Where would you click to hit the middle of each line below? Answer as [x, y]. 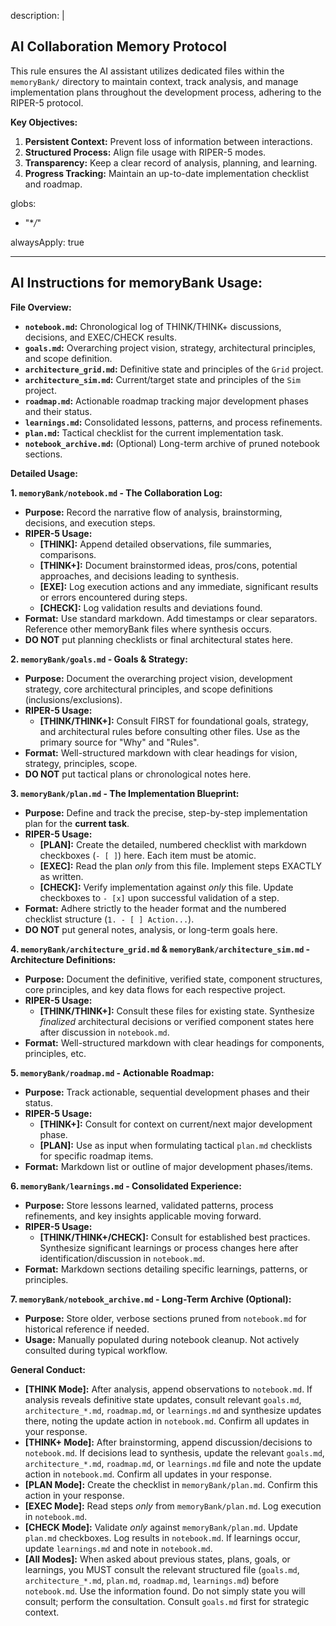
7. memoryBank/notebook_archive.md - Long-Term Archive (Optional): [151, 1299]
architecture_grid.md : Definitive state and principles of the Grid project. [174, 369]
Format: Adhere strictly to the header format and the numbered [155, 908]
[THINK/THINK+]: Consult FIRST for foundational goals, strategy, [174, 721]
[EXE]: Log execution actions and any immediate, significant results [179, 586]
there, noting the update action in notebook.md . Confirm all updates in [167, 1421]
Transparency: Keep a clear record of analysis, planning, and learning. [171, 162]
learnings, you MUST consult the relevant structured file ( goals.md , [162, 1569]
